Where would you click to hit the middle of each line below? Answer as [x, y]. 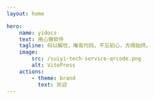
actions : [32, 71]
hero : [14, 26]
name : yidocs [38, 33]
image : [29, 52]
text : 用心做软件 [42, 39]
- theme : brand [54, 78]
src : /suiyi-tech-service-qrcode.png [86, 59]
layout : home [25, 14]
